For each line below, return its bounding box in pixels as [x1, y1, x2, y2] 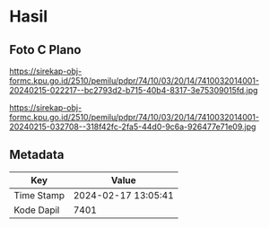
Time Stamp [13, 189, 65, 201]
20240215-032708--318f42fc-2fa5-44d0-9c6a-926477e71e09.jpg [9, 121, 256, 132]
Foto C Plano [9, 42, 82, 57]
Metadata [9, 147, 65, 162]
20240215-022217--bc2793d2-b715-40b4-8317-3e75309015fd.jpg [9, 85, 258, 95]
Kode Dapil [13, 204, 60, 216]
